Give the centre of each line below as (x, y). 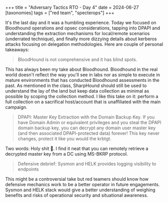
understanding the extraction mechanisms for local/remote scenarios (77, 33)
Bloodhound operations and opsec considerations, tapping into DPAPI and (83, 28)
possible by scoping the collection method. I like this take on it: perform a (82, 96)
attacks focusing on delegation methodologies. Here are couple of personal (84, 44)
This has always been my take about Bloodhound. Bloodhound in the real (82, 69)
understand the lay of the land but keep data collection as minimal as (77, 91)
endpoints (28, 169)
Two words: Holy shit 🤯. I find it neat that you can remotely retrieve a (77, 149)
